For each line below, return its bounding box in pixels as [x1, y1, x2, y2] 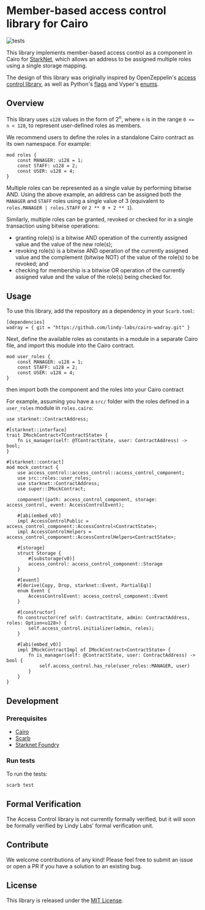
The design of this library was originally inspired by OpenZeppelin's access [6, 74, 196, 81]
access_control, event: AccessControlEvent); [6, 502, 124, 508]
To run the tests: [6, 770, 48, 778]
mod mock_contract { [6, 464, 59, 471]
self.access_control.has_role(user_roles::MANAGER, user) [39, 663, 190, 669]
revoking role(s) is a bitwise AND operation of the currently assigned [15, 247, 188, 254]
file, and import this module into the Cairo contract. [6, 342, 135, 350]
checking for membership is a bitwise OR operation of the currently [15, 267, 185, 274]
